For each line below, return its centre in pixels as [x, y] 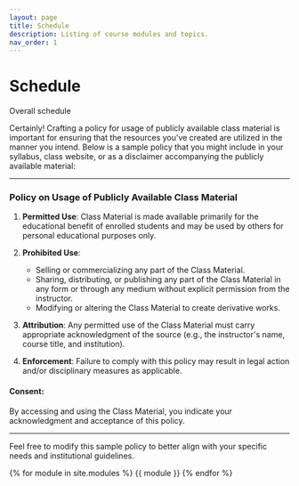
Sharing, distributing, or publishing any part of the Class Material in [158, 279]
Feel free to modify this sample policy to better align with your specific [138, 446]
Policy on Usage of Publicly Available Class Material [124, 198]
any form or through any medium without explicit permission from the [162, 289]
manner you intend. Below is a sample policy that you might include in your [146, 147]
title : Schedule [39, 26]
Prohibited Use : [51, 253]
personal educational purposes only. [89, 236]
